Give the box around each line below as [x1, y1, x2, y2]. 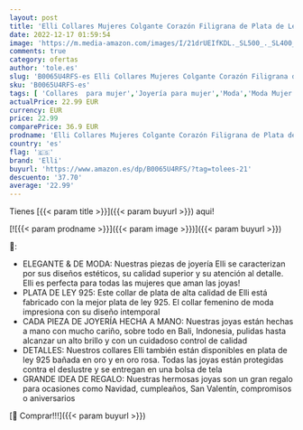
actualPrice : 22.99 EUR [9, 97, 99, 107]
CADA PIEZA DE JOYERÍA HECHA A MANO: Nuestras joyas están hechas [22, 316, 294, 327]
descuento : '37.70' [9, 173, 83, 182]
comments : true [9, 47, 67, 56]
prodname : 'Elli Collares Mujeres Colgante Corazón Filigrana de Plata [9, 131, 284, 140]
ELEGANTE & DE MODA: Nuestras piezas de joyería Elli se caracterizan [22, 258, 286, 269]
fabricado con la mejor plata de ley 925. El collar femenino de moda [22, 297, 274, 308]
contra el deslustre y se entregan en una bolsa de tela [22, 364, 223, 375]
